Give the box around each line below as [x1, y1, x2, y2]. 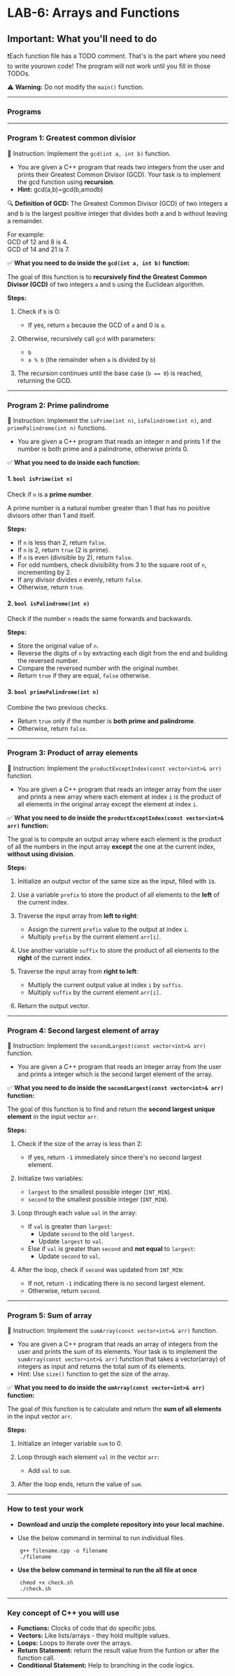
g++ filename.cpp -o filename [20, 1547, 108, 1554]
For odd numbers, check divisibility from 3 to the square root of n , [17, 561, 207, 569]
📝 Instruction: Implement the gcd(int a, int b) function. [7, 149, 171, 158]
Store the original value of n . [17, 642, 99, 650]
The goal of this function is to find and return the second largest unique [7, 1105, 215, 1114]
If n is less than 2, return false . [17, 538, 106, 547]
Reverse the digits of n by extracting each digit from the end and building [17, 649, 228, 657]
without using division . [7, 849, 76, 858]
